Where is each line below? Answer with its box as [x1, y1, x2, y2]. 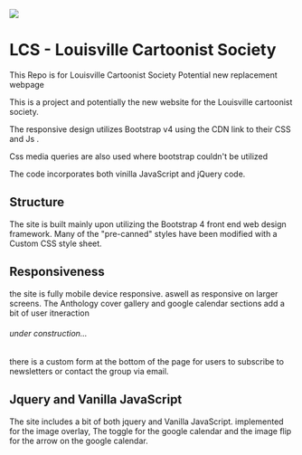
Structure [9, 194, 65, 210]
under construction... [9, 328, 88, 339]
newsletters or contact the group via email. [9, 365, 169, 376]
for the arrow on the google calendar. [9, 435, 148, 446]
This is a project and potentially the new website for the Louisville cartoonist [9, 96, 293, 108]
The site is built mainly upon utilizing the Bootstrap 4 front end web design [9, 218, 287, 230]
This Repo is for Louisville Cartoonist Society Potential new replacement [9, 69, 278, 81]
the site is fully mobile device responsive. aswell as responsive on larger [9, 288, 278, 299]
